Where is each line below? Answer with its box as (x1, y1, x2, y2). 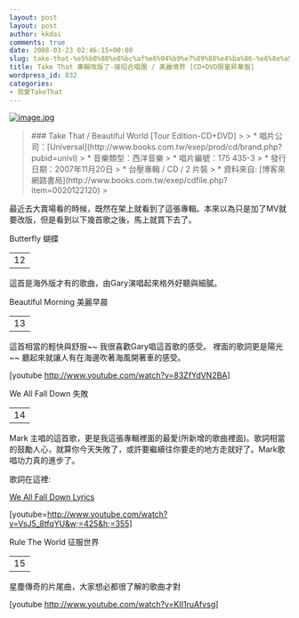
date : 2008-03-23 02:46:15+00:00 (9, 46, 133, 55)
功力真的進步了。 (16, 454, 80, 465)
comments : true (9, 37, 66, 47)
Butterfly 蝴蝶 (9, 233, 60, 244)
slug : (9, 54, 29, 63)
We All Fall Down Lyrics (9, 491, 95, 502)
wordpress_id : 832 (9, 71, 77, 80)
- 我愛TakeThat (9, 87, 63, 96)
